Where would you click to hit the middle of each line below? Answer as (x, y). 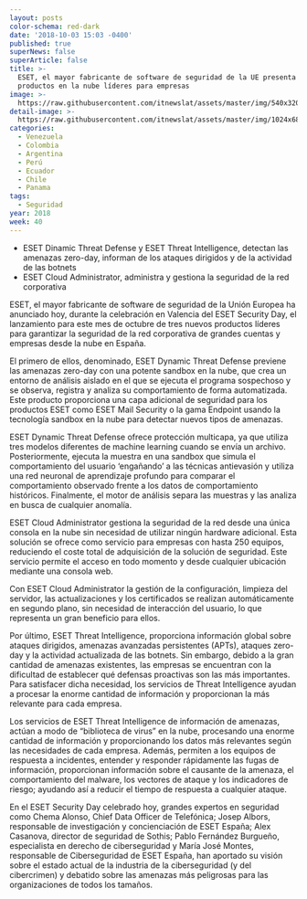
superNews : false (42, 52)
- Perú (30, 162)
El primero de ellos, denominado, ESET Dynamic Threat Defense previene (148, 361)
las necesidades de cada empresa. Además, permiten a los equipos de (143, 750)
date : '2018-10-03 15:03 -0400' (71, 35)
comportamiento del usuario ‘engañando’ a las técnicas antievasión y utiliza (152, 466)
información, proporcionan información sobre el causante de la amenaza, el (152, 769)
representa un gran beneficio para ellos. (85, 618)
